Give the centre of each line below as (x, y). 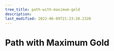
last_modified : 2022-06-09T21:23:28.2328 (48, 18)
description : (18, 14)
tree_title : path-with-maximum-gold (43, 9)
